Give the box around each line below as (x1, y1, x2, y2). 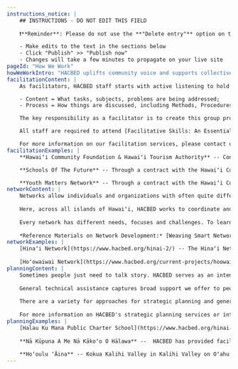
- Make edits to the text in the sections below (19, 43, 166, 50)
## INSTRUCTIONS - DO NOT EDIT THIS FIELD (19, 17, 147, 24)
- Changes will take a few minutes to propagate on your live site (19, 56, 223, 64)
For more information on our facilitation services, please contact (19, 141, 227, 148)
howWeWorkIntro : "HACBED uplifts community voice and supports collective (6, 69, 233, 77)
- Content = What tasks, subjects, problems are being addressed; (19, 95, 220, 103)
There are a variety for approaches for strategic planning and (19, 298, 214, 305)
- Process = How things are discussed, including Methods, (19, 102, 198, 109)
